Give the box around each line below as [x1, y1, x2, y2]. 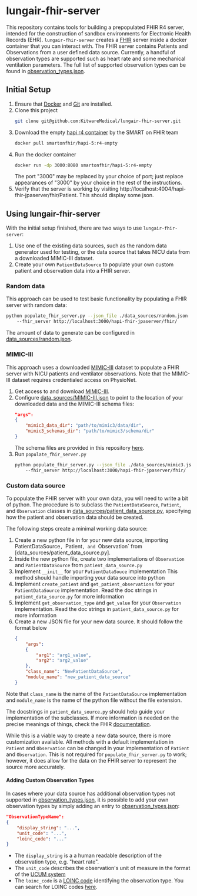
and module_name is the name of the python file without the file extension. [6, 696, 182, 704]
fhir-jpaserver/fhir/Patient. [14, 192, 78, 199]
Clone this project [14, 106, 58, 113]
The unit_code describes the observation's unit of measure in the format [14, 865, 191, 872]
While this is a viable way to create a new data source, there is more [6, 732, 171, 739]
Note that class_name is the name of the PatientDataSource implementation [6, 690, 187, 697]
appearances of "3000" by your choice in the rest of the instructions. [14, 179, 182, 187]
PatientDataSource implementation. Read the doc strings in [14, 586, 158, 594]
